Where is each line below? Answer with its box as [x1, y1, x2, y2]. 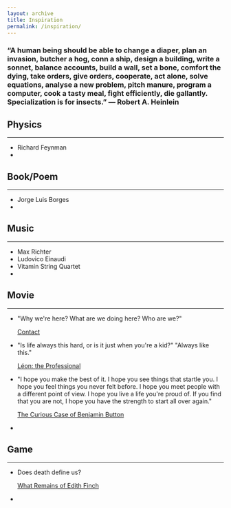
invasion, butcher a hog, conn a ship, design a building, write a [7, 54, 220, 64]
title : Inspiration [7, 17, 63, 23]
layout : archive [7, 10, 54, 17]
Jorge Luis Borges [16, 195, 69, 203]
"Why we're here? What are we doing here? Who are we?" [16, 314, 182, 323]
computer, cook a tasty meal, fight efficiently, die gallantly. [7, 89, 208, 99]
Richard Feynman [16, 143, 67, 152]
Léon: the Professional [16, 361, 81, 369]
